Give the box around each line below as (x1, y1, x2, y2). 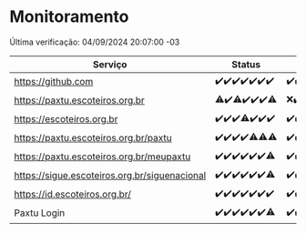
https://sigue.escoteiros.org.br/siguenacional (14, 169, 207, 182)
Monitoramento (9, 6, 129, 27)
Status (231, 57, 261, 70)
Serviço (92, 57, 127, 70)
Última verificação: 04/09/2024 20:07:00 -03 (9, 36, 180, 47)
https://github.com (14, 76, 94, 88)
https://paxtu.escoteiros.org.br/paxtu (14, 132, 173, 145)
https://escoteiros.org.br (14, 113, 118, 126)
